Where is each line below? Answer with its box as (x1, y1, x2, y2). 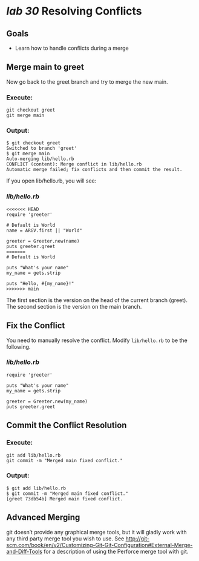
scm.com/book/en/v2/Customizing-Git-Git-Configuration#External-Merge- (6, 541, 193, 548)
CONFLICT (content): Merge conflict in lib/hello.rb (6, 161, 142, 167)
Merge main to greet (6, 62, 85, 72)
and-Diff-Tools (6, 548, 42, 555)
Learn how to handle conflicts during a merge (15, 44, 129, 52)
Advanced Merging (6, 512, 80, 523)
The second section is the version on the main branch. (6, 303, 142, 310)
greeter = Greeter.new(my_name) (6, 398, 88, 405)
